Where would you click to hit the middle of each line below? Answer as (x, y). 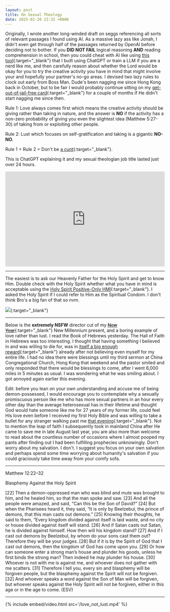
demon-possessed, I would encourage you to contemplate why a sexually (82, 394)
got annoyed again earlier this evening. (46, 379)
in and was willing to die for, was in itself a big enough (61, 347)
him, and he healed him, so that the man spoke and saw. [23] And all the (80, 498)
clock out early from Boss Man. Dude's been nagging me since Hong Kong (83, 82)
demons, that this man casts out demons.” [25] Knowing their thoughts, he (83, 514)
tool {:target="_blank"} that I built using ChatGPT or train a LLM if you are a (83, 61)
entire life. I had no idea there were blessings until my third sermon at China (84, 357)
